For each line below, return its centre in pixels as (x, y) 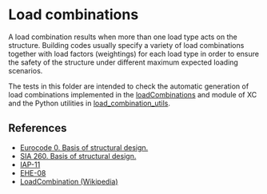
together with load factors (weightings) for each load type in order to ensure (134, 53)
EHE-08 (33, 172)
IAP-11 (30, 164)
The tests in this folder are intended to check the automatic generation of (129, 86)
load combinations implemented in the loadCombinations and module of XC (133, 94)
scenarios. (26, 70)
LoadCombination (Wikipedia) (69, 181)
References (38, 128)
